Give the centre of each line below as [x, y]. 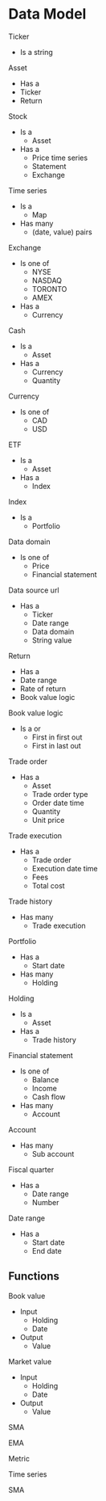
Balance [45, 1079]
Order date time [58, 803]
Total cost [49, 885]
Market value [30, 1361]
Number [45, 1202]
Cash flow [49, 1097]
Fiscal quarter [31, 1170]
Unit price [48, 820]
